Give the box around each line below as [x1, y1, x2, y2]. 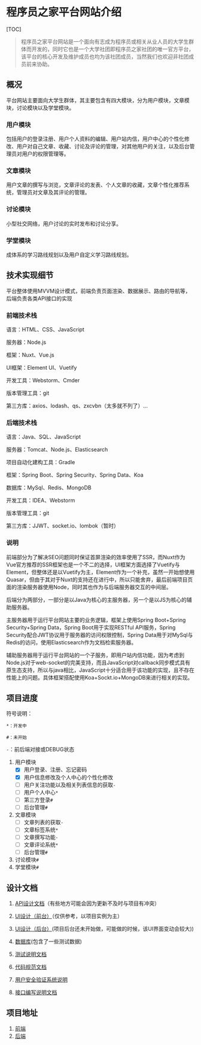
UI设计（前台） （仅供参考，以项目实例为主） [14, 912, 123, 919]
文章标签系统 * [23, 826, 59, 833]
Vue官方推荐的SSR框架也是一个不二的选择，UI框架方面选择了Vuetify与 [6, 560, 181, 568]
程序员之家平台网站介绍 [6, 5, 122, 19]
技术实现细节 [6, 270, 54, 281]
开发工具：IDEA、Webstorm [6, 497, 75, 504]
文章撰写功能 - [23, 833, 59, 840]
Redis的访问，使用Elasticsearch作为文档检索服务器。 [6, 638, 137, 646]
